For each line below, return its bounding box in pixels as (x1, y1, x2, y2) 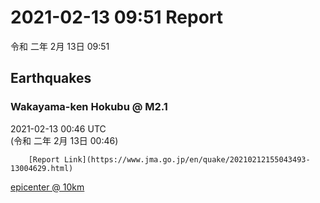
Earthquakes (10, 70, 92, 87)
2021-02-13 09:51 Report (10, 6, 224, 29)
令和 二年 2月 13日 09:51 (10, 40, 110, 52)
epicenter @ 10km (10, 181, 85, 193)
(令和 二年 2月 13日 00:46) (10, 134, 119, 146)
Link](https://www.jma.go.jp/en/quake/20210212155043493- (63, 154, 311, 165)
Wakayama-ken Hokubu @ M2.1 (10, 100, 168, 114)
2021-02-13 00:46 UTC (10, 122, 107, 135)
